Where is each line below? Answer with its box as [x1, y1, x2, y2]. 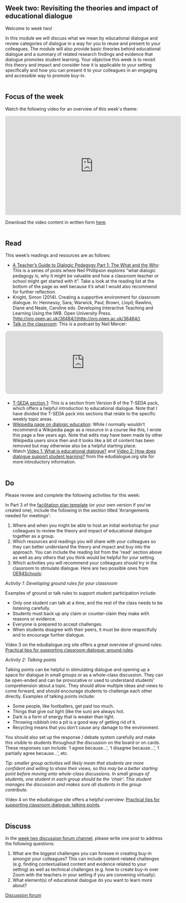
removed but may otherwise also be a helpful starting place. [12, 443, 137, 449]
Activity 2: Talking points [5, 657, 57, 663]
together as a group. [12, 533, 55, 539]
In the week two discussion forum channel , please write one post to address [5, 836, 163, 842]
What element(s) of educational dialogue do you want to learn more [12, 877, 152, 883]
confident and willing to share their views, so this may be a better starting [5, 766, 158, 772]
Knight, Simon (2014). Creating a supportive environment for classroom [12, 294, 160, 300]
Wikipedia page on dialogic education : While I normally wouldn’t [12, 422, 145, 428]
